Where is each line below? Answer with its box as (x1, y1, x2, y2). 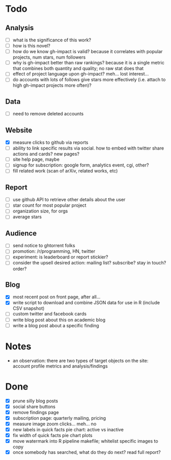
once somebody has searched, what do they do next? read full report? (12, 449, 161, 455)
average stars (12, 214, 42, 220)
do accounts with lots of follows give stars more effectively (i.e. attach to (12, 77, 166, 83)
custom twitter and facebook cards (12, 311, 87, 317)
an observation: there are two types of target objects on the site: (12, 357, 149, 364)
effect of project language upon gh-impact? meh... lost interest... (12, 71, 149, 77)
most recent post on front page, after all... (12, 294, 101, 300)
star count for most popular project (12, 202, 87, 208)
